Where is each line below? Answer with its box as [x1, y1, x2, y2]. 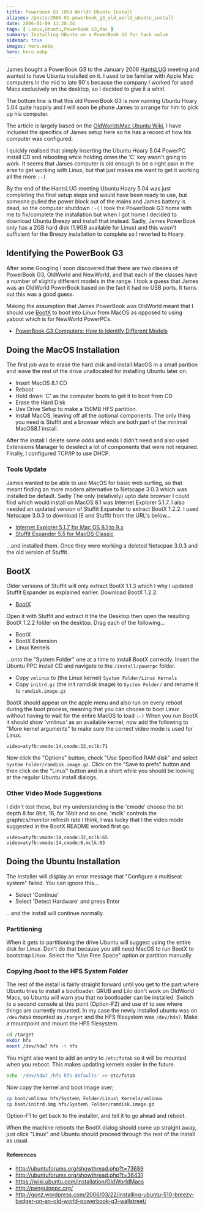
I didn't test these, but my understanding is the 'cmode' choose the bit [6, 803, 184, 810]
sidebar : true [6, 37, 43, 43]
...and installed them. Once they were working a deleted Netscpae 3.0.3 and [6, 541, 198, 549]
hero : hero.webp [6, 49, 48, 55]
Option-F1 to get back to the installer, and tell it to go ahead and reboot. [6, 1112, 187, 1120]
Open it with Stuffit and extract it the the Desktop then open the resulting [6, 613, 190, 620]
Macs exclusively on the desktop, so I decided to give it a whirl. [6, 85, 166, 92]
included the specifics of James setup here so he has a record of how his [6, 128, 192, 135]
